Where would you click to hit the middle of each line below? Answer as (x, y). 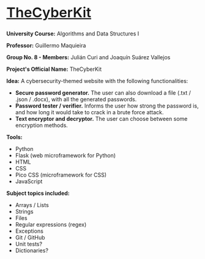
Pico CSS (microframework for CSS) (61, 175)
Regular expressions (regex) (51, 224)
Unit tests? (29, 244)
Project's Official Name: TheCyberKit (54, 69)
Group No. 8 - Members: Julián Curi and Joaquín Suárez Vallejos (88, 57)
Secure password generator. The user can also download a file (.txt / (103, 93)
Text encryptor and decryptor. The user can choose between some (101, 119)
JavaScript (29, 181)
